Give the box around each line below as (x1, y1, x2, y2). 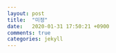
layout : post (7, 10, 45, 17)
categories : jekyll (7, 36, 64, 43)
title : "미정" (7, 17, 48, 23)
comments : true (7, 29, 51, 36)
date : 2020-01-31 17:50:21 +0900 (7, 23, 110, 30)
